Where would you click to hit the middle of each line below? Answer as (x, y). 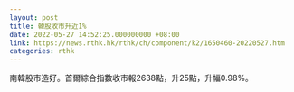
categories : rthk (42, 51)
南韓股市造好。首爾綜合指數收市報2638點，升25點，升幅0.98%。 (131, 78)
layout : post (34, 18)
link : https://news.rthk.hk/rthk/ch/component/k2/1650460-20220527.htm (147, 43)
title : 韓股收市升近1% (48, 26)
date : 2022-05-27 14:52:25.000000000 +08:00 (95, 34)
